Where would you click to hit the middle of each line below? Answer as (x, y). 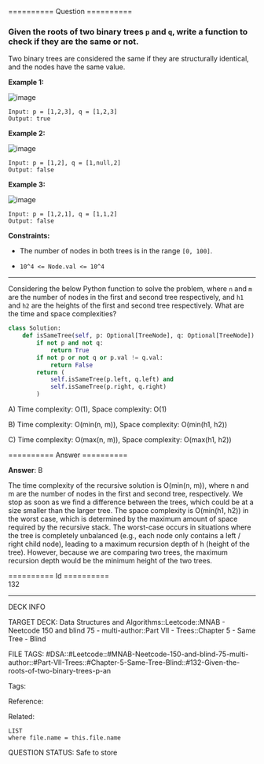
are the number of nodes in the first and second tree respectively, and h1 (126, 297)
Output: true (29, 119)
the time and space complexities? (62, 314)
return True (70, 350)
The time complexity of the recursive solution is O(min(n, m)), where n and (128, 485)
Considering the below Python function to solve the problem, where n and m (130, 289)
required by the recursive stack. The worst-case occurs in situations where (130, 527)
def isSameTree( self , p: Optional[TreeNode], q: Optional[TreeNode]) (139, 336)
